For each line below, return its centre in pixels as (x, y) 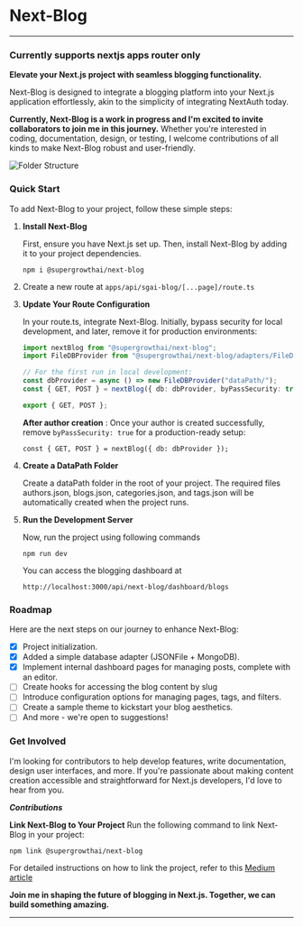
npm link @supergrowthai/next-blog (76, 851)
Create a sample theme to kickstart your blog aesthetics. (128, 707)
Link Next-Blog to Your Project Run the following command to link (132, 825)
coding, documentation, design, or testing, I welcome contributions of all (144, 139)
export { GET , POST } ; (65, 405)
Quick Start (35, 189)
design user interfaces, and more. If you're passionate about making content (151, 770)
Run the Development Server (78, 519)
